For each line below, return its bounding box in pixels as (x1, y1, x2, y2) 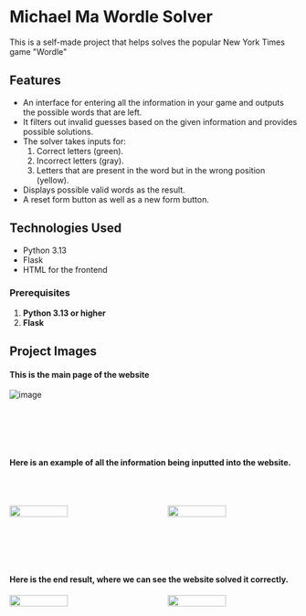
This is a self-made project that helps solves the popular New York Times (9, 37, 286, 47)
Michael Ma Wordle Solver (9, 6, 213, 27)
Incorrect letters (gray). (36, 155, 125, 166)
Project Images (9, 344, 98, 360)
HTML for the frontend (22, 264, 108, 275)
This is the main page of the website (9, 369, 150, 380)
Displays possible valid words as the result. (22, 184, 185, 195)
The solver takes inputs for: (22, 135, 126, 147)
